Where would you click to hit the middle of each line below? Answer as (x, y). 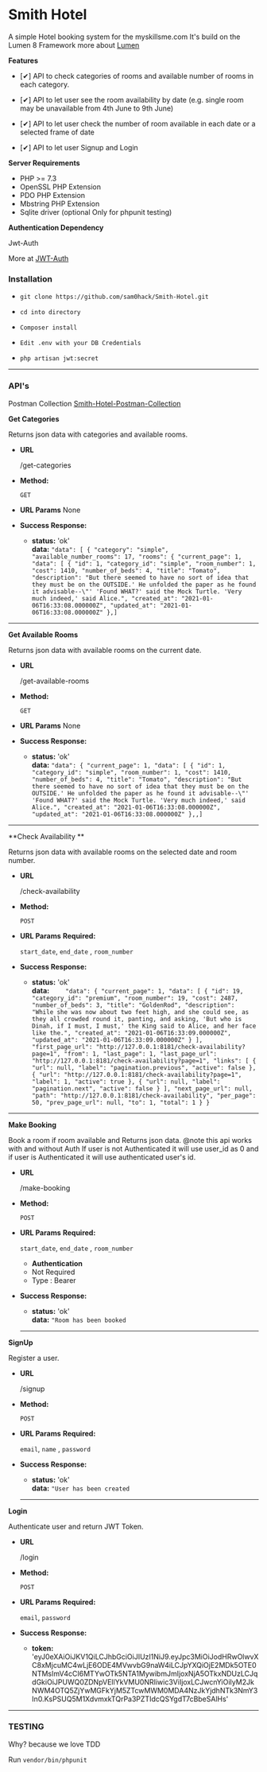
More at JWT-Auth (39, 258)
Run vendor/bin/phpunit (48, 1759)
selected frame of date (57, 132)
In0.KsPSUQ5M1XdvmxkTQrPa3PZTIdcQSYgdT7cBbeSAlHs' (130, 1699)
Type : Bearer (54, 1280)
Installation (31, 278)
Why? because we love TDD (54, 1744)
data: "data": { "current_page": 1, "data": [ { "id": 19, (137, 990)
